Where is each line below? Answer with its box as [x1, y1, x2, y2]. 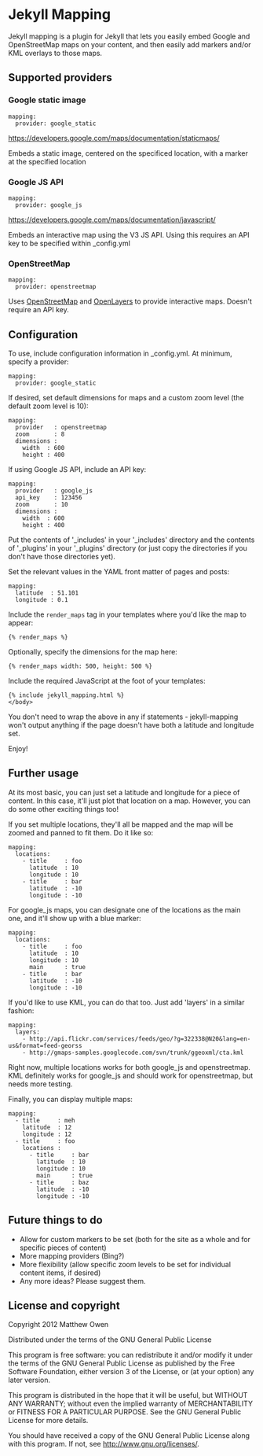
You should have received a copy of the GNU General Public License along [8, 1431, 250, 1440]
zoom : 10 [15, 501, 68, 509]
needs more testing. [8, 1079, 73, 1089]
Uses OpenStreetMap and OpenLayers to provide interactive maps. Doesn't [8, 297, 253, 306]
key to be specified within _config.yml [8, 238, 131, 248]
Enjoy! [8, 744, 29, 754]
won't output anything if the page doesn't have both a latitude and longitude [8, 721, 254, 730]
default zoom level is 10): [8, 401, 89, 411]
